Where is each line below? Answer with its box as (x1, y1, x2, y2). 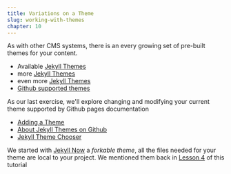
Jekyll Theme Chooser (17, 133, 82, 141)
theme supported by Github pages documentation (7, 105, 150, 113)
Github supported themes (17, 84, 90, 93)
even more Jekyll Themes (17, 77, 91, 85)
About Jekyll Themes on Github (17, 125, 108, 134)
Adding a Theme (17, 118, 65, 127)
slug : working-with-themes (7, 17, 85, 23)
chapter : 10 (7, 23, 41, 30)
